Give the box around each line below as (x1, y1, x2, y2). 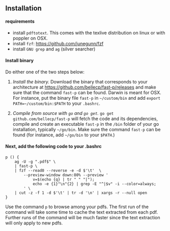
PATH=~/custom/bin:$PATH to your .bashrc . (12, 100, 101, 106)
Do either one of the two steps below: (5, 69, 85, 75)
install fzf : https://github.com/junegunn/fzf (12, 40, 104, 46)
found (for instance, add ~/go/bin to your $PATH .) (12, 132, 115, 138)
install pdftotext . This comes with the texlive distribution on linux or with (12, 30, 165, 36)
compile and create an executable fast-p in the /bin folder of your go (12, 121, 159, 127)
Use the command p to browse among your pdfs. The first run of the (5, 204, 149, 210)
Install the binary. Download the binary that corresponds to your (12, 78, 148, 84)
